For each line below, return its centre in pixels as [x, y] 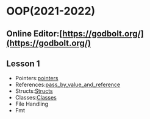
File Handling [32, 104]
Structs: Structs [34, 91]
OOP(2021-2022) [51, 11]
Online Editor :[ [34, 34]
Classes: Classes [36, 98]
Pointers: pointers [37, 78]
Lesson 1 [23, 63]
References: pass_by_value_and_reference [68, 85]
